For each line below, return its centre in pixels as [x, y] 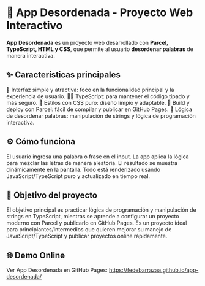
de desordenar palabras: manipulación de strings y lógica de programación [101, 115]
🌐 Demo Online [36, 255]
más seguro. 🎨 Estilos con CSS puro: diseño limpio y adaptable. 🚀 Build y [98, 102]
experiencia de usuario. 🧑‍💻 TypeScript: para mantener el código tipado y [98, 96]
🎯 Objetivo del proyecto [52, 195]
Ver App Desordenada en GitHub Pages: [57, 270]
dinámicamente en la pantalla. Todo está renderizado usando [84, 169]
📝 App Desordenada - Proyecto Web [100, 13]
